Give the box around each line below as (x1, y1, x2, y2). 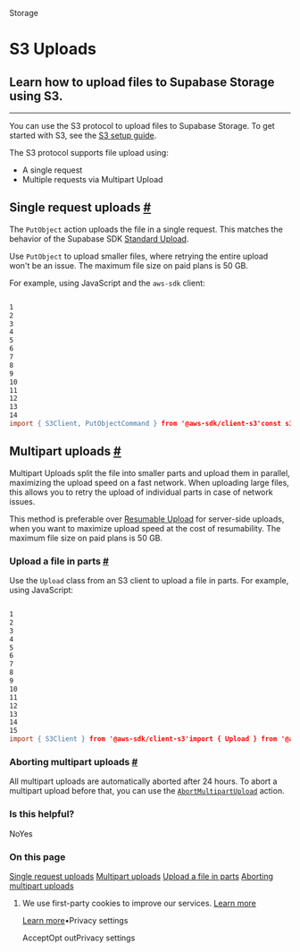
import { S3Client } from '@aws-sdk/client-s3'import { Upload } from (9, 735, 278, 744)
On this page (9, 850, 66, 863)
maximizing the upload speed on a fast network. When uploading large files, (9, 477, 290, 488)
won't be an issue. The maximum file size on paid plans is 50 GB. (9, 259, 248, 271)
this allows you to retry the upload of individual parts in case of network (9, 487, 274, 497)
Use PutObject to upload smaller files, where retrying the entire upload (9, 251, 269, 261)
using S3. (9, 89, 63, 104)
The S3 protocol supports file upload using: (9, 148, 170, 157)
